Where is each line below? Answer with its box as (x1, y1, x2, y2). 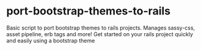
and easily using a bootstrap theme (6, 37, 95, 44)
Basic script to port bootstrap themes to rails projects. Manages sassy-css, (6, 24, 196, 31)
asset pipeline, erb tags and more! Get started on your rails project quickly (6, 30, 194, 37)
